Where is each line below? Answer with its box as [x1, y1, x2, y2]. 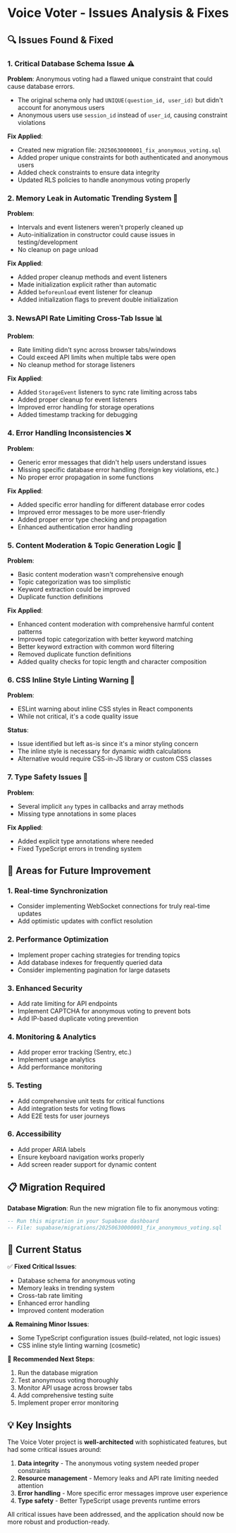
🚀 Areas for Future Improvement [7, 865, 151, 877]
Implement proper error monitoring [17, 1399, 119, 1407]
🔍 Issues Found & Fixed [7, 34, 114, 46]
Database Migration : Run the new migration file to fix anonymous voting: [7, 1203, 220, 1212]
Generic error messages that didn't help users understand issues [17, 457, 206, 467]
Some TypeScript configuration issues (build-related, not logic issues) [17, 1334, 221, 1342]
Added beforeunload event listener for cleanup [17, 288, 153, 296]
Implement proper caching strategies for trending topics [17, 951, 181, 959]
